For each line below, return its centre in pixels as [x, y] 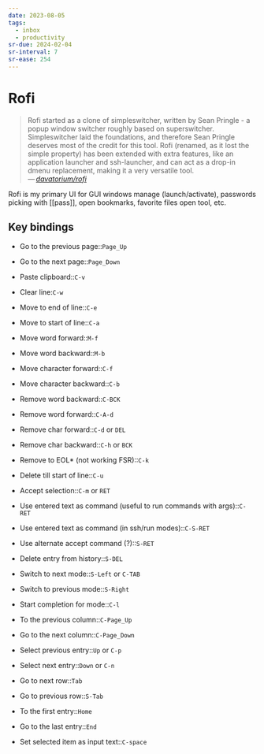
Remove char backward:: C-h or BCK [76, 444]
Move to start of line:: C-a [59, 322]
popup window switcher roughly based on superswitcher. [121, 128]
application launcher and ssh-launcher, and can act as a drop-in [132, 162]
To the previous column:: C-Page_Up [76, 619]
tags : [17, 23]
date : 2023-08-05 [37, 15]
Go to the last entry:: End [58, 726]
